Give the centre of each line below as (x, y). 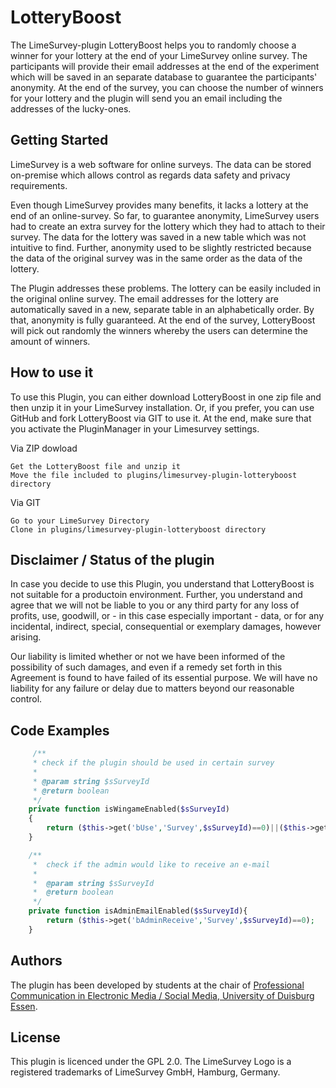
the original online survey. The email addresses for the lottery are (144, 298)
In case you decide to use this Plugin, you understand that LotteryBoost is (162, 584)
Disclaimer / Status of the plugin (112, 559)
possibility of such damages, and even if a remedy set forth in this (146, 667)
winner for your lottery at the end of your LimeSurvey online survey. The (159, 55)
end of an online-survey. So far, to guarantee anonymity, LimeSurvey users (165, 215)
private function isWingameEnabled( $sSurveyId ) (129, 809)
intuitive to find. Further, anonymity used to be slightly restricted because (161, 247)
